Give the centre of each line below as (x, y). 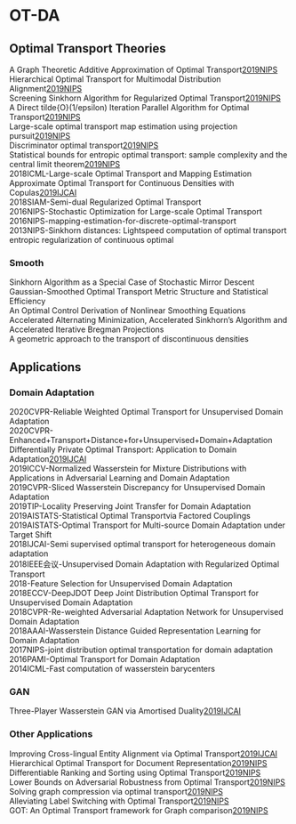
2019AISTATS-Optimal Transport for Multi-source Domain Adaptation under (148, 525)
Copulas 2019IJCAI (43, 193)
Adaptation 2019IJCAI (48, 458)
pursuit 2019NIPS (40, 136)
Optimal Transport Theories (88, 48)
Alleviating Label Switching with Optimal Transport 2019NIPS (119, 801)
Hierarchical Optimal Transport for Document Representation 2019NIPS (138, 763)
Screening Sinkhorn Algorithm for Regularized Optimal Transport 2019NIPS (145, 98)
